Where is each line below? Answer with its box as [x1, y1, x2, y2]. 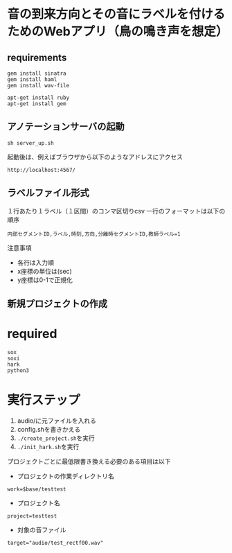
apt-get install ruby [7, 94, 70, 101]
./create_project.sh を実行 [17, 434, 95, 442]
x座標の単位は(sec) [17, 267, 73, 275]
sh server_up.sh [7, 139, 54, 146]
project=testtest [7, 512, 57, 520]
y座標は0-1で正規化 [17, 275, 73, 284]
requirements [7, 51, 67, 63]
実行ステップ [7, 392, 81, 408]
